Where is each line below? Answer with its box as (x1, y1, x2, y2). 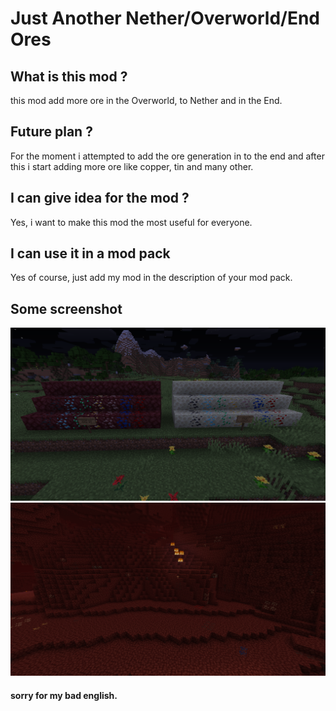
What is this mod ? (10, 68, 128, 85)
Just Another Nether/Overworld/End (10, 7, 321, 30)
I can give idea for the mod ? (10, 190, 190, 207)
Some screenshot (10, 300, 123, 317)
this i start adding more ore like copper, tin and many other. (10, 160, 254, 172)
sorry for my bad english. (10, 690, 118, 702)
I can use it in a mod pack (10, 245, 171, 262)
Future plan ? (10, 123, 93, 141)
